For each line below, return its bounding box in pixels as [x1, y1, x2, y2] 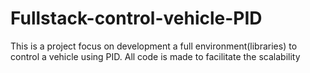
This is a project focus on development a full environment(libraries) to [10, 40, 298, 52]
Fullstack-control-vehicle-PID [10, 7, 263, 30]
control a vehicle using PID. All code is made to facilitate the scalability [10, 50, 301, 62]
